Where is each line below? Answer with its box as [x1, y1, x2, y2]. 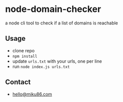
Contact [5, 78, 31, 87]
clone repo [12, 47, 35, 53]
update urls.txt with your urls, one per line [12, 58, 102, 64]
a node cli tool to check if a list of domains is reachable [5, 20, 119, 26]
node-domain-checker [5, 3, 101, 15]
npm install [12, 54, 37, 59]
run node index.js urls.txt [12, 63, 70, 69]
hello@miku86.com [12, 91, 52, 97]
